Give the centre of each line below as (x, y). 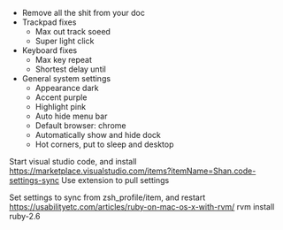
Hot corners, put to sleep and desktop (104, 144)
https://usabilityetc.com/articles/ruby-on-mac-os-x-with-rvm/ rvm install (142, 207)
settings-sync (34, 180)
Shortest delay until (70, 69)
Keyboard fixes (50, 50)
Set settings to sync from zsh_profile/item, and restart (107, 197)
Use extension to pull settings (115, 180)
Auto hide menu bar (71, 116)
